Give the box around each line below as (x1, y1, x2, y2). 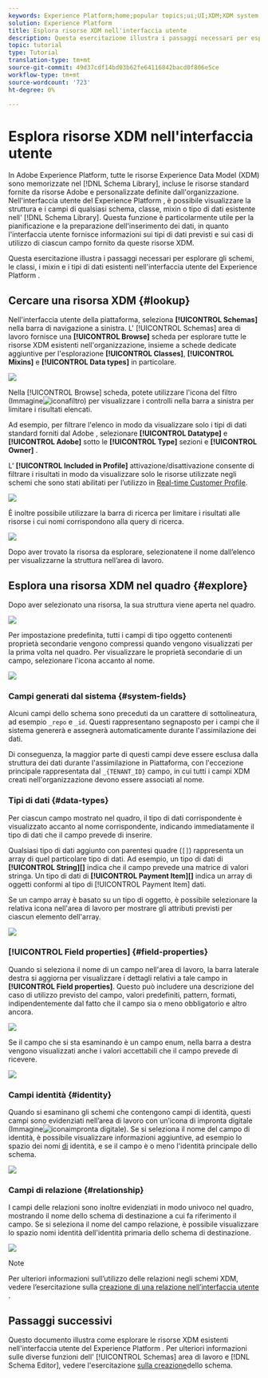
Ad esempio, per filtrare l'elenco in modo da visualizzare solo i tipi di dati (8, 420, 247, 430)
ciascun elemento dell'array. (8, 911, 101, 921)
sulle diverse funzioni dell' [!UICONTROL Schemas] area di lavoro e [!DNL (8, 1352, 250, 1362)
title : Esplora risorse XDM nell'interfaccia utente (8, 26, 187, 34)
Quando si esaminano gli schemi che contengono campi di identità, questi (8, 1108, 251, 1117)
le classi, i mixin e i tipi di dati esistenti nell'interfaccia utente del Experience (8, 262, 258, 272)
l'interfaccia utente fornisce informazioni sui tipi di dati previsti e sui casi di (8, 230, 254, 239)
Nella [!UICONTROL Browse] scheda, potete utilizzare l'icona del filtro (8, 388, 238, 397)
